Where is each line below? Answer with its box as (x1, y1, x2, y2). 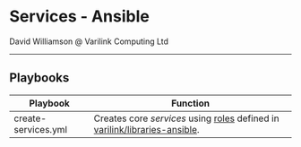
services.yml (13, 123, 68, 135)
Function (171, 97, 211, 109)
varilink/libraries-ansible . (93, 123, 200, 135)
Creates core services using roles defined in (93, 112, 279, 125)
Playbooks (9, 70, 70, 86)
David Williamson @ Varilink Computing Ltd (9, 36, 168, 47)
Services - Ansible (9, 6, 150, 27)
